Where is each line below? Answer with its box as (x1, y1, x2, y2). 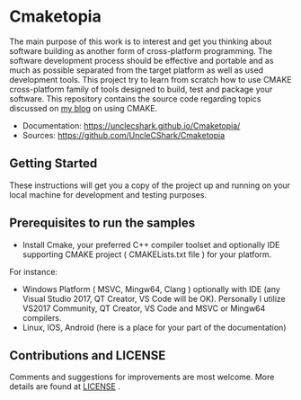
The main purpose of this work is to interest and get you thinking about (9, 36, 272, 47)
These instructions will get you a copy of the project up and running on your (9, 180, 290, 191)
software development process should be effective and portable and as (9, 55, 274, 66)
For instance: (9, 266, 58, 277)
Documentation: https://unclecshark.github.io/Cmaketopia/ (22, 120, 241, 131)
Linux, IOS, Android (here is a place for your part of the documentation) (22, 322, 287, 333)
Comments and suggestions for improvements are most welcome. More (9, 371, 275, 383)
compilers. (22, 312, 62, 323)
